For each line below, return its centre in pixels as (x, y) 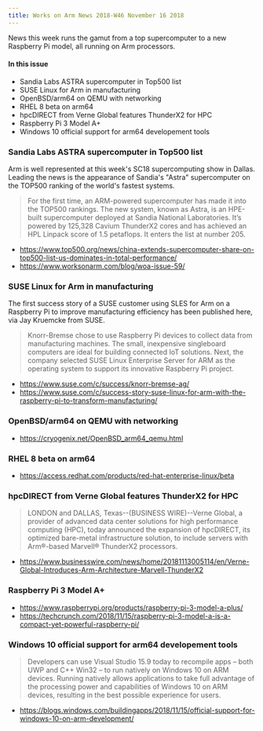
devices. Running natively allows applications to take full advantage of (141, 678)
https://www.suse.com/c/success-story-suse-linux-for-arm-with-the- (132, 393)
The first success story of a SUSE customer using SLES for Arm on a (119, 304)
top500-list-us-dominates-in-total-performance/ (98, 258)
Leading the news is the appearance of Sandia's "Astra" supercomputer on (130, 177)
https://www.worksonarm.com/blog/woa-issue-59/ (102, 266)
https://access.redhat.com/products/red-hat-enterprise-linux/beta (127, 476)
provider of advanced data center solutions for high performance (133, 521)
